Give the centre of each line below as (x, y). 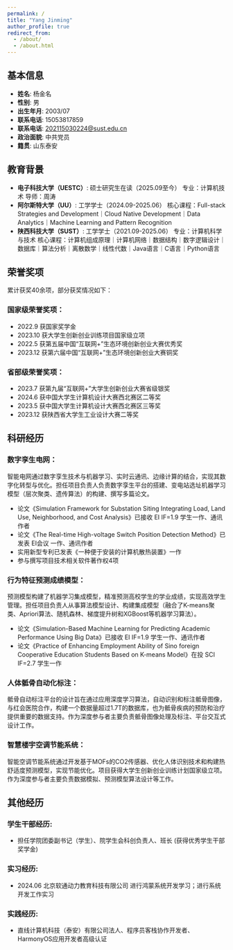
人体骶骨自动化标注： (43, 682)
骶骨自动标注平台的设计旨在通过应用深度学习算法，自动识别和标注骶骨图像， (116, 699)
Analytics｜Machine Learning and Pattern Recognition (94, 222)
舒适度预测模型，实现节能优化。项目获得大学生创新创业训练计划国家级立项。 (116, 770)
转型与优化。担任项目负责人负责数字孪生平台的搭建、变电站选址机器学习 (122, 485)
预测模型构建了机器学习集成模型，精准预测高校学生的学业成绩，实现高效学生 (116, 596)
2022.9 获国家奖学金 (46, 326)
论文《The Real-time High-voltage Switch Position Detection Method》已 (121, 534)
